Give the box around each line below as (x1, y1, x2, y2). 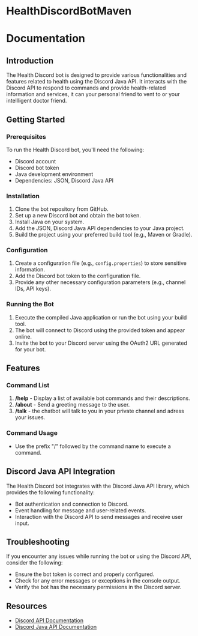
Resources (6, 601, 47, 611)
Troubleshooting (6, 536, 70, 547)
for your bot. (14, 345, 46, 353)
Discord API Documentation (14, 617, 84, 624)
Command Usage (6, 429, 58, 437)
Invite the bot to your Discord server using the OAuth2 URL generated (14, 339, 188, 347)
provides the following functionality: (6, 488, 95, 496)
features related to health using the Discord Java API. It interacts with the (6, 78, 187, 85)
